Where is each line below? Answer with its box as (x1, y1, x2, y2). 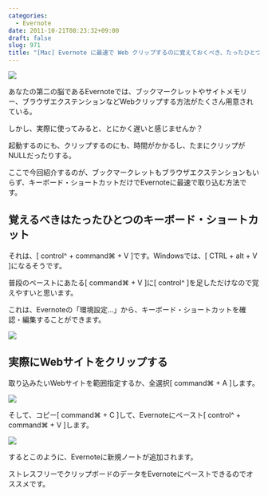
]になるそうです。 (8, 260, 66, 270)
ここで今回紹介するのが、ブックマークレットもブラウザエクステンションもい (8, 168, 260, 177)
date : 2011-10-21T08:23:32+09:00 (8, 26, 120, 34)
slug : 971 (8, 42, 41, 50)
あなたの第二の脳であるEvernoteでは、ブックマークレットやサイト (8, 87, 227, 96)
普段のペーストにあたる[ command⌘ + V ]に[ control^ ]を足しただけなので (8, 277, 253, 288)
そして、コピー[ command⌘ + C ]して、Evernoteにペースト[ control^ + (8, 410, 241, 419)
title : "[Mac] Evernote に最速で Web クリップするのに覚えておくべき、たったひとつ (8, 49, 262, 57)
